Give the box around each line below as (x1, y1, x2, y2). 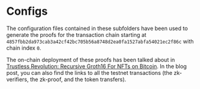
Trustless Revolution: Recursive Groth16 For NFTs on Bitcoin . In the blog (6, 63, 187, 70)
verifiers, (6, 75, 29, 83)
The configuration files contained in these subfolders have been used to (6, 25, 188, 32)
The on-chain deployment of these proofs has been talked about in (6, 56, 176, 63)
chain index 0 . (6, 44, 42, 52)
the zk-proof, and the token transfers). (29, 75, 127, 83)
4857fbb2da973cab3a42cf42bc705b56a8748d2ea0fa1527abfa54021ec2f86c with (6, 37, 194, 45)
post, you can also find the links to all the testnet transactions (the (6, 69, 172, 76)
